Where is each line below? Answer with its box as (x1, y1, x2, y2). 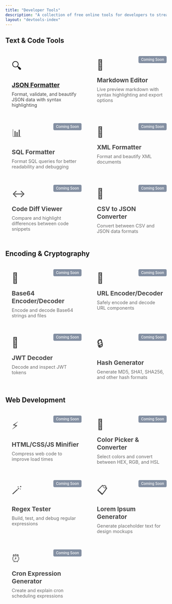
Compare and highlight (12, 215, 61, 221)
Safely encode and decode (97, 299, 155, 306)
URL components (97, 305, 135, 311)
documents (97, 159, 121, 165)
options (97, 97, 114, 103)
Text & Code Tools (5, 36, 64, 45)
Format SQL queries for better (12, 158, 77, 164)
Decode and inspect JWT (12, 364, 67, 370)
